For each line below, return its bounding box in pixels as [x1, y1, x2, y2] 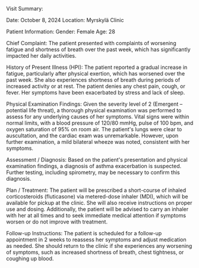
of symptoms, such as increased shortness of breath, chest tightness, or [6, 249, 184, 256]
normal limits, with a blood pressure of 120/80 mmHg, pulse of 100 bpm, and [6, 119, 194, 127]
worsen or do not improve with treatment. [6, 218, 108, 225]
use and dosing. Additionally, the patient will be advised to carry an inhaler [6, 206, 189, 213]
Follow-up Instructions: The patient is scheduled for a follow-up [6, 230, 162, 237]
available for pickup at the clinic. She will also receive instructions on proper [6, 199, 192, 206]
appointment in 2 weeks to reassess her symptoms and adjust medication [6, 236, 187, 243]
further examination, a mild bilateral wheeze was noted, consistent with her [6, 138, 190, 145]
